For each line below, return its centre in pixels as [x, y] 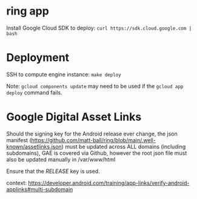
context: [17, 183]
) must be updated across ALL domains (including [124, 146]
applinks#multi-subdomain [40, 189]
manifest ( [19, 140]
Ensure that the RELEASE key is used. [53, 171]
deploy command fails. [34, 93]
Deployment [38, 58]
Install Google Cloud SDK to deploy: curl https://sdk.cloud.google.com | [99, 28]
